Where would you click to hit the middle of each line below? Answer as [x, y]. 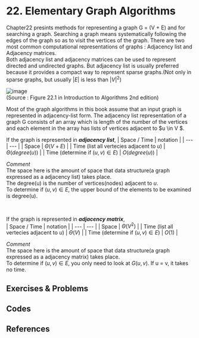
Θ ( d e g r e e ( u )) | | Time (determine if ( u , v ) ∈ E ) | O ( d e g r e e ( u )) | [82, 152]
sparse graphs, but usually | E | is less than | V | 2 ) [64, 79]
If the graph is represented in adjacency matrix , [66, 219]
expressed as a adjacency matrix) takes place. [63, 257]
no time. [16, 270]
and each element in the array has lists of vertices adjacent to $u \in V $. [95, 128]
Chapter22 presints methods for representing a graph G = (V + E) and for [96, 28]
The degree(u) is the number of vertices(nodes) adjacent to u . [82, 183]
